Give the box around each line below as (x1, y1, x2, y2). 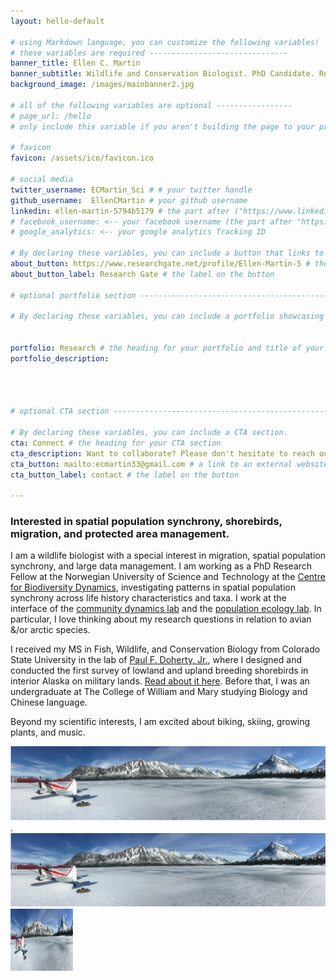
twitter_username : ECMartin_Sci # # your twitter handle (10, 185, 253, 195)
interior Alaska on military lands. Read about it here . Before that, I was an (10, 675, 310, 687)
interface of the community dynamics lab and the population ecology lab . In (10, 603, 322, 615)
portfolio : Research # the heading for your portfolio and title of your (10, 343, 325, 353)
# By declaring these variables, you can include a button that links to (10, 248, 325, 259)
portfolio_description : (10, 353, 110, 364)
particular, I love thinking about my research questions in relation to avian (10, 613, 312, 625)
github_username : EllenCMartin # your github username (10, 195, 248, 205)
